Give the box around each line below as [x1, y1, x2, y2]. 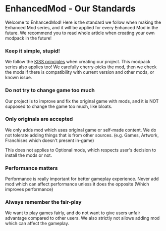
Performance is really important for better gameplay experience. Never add [5, 176, 159, 182]
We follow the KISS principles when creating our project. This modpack [5, 59, 151, 65]
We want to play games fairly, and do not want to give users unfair [5, 210, 140, 216]
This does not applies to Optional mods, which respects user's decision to [5, 147, 156, 153]
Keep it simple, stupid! [5, 47, 60, 54]
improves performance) [5, 186, 54, 192]
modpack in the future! [5, 35, 52, 41]
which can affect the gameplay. [5, 221, 69, 227]
